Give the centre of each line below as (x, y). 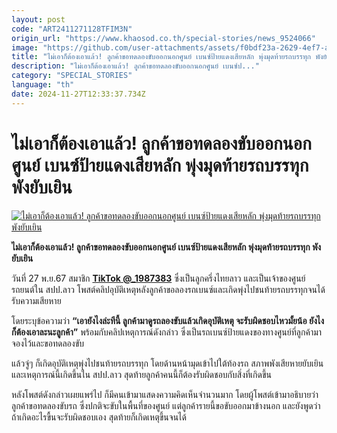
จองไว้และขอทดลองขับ (48, 343)
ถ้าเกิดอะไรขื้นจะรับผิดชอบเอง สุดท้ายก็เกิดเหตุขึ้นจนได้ (99, 417)
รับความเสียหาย (36, 300)
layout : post (38, 19)
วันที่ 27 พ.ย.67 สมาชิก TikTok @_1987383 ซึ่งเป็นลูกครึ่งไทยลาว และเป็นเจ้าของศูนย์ (158, 278)
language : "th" (43, 85)
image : (25, 47)
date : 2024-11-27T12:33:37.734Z (78, 94)
